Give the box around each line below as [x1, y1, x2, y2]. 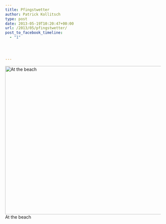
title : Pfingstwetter [5, 7, 50, 12]
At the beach [5, 214, 31, 220]
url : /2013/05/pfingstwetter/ [5, 26, 68, 31]
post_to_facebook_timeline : [5, 30, 63, 35]
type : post [5, 16, 28, 21]
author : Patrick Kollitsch [5, 12, 61, 17]
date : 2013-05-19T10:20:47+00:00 [5, 21, 74, 26]
